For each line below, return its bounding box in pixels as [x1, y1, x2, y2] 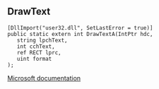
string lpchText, [16, 37, 69, 44]
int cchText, [16, 42, 55, 50]
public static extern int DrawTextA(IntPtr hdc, [7, 30, 153, 37]
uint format [16, 55, 52, 62]
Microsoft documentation [7, 73, 81, 82]
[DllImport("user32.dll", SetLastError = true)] [7, 24, 153, 31]
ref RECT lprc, [16, 49, 61, 56]
